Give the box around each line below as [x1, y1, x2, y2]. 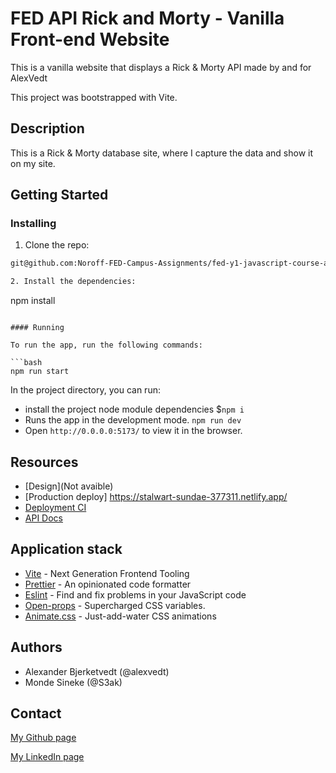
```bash [10, 358, 43, 368]
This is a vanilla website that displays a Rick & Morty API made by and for [10, 61, 312, 73]
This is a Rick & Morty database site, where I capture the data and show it [10, 147, 314, 159]
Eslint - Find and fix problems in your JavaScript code [24, 588, 247, 601]
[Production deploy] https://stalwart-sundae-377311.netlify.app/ [24, 491, 288, 502]
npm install [10, 295, 56, 307]
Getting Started [10, 187, 109, 204]
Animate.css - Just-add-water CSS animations [24, 610, 217, 622]
